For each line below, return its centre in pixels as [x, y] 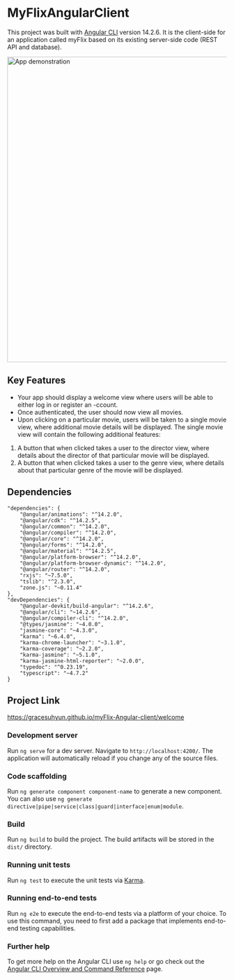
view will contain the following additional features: [89, 434]
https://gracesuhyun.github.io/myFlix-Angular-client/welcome [96, 718]
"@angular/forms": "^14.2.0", [64, 545]
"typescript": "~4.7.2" [54, 673]
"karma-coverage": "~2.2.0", [62, 648]
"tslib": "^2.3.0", [48, 581]
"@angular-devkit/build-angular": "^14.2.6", [87, 606]
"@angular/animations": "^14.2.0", [71, 514]
